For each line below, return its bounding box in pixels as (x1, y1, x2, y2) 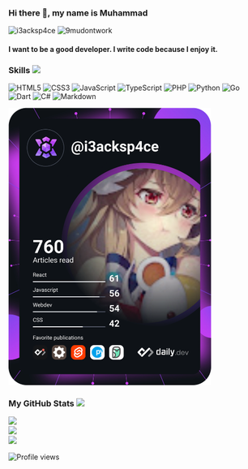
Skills (8, 64, 31, 75)
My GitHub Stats (8, 398, 75, 409)
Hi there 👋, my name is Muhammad (8, 7, 148, 19)
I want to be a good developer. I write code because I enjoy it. (8, 44, 218, 54)
